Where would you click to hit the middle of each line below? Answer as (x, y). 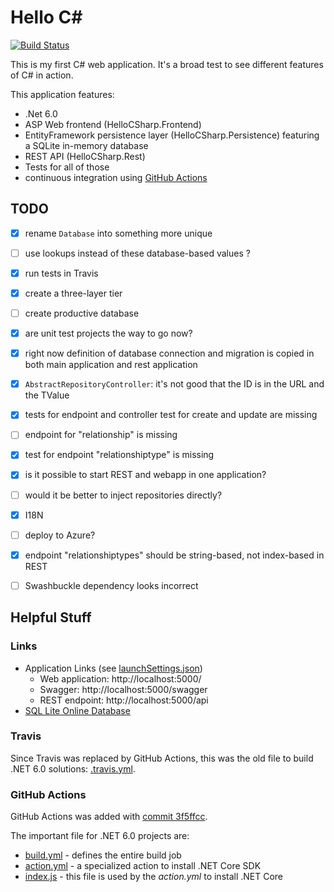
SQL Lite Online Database (77, 710)
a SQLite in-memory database (86, 145)
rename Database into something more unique (118, 233)
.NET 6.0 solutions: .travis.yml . (73, 768)
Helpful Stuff (51, 617)
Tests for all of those (67, 167)
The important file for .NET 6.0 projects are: (100, 836)
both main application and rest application (111, 365)
